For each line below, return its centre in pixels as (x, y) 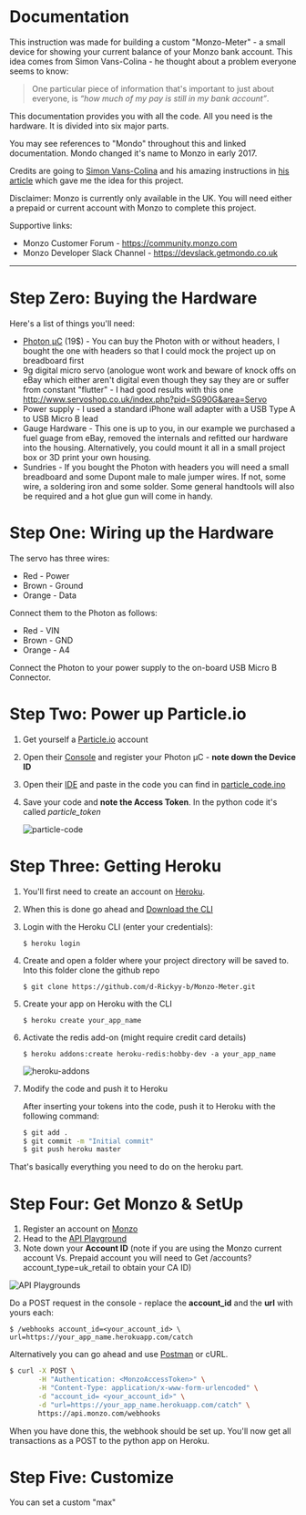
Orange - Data (50, 595)
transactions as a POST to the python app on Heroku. (109, 1440)
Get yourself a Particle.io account (85, 739)
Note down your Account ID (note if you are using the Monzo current (152, 1248)
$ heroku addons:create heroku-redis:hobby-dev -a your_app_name (149, 1054)
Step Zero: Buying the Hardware (133, 299)
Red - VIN (41, 630)
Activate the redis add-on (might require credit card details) (134, 1037)
